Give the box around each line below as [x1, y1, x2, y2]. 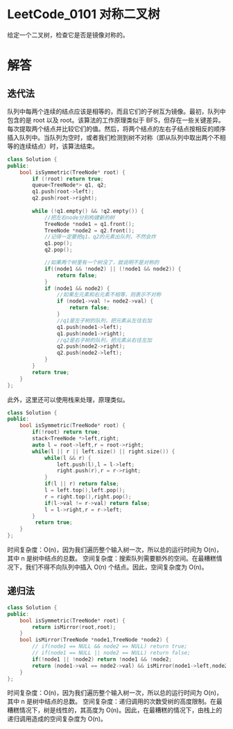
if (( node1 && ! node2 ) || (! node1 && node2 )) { [44, 265, 182, 272]
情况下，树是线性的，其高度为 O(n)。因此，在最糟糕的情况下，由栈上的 [19, 706, 223, 714]
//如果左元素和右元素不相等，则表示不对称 [56, 291, 162, 298]
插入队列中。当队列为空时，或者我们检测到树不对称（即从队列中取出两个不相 [7, 133, 226, 141]
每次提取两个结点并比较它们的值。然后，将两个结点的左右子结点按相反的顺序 [7, 125, 226, 133]
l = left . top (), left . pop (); [44, 487, 126, 494]
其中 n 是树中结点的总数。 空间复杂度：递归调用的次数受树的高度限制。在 [7, 697, 217, 706]
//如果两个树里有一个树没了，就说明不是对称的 [44, 259, 159, 266]
